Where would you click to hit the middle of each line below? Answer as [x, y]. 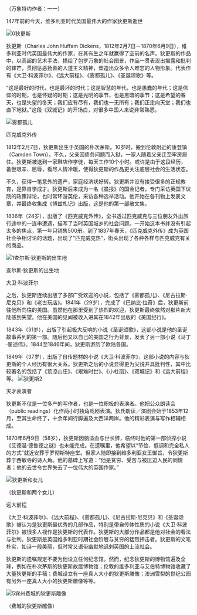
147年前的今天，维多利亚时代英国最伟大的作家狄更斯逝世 [74, 21]
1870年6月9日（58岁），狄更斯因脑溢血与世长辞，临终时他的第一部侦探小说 [96, 438]
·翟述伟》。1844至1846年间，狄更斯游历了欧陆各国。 [69, 344]
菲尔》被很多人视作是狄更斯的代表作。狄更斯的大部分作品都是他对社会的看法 [98, 532]
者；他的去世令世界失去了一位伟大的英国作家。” [62, 467]
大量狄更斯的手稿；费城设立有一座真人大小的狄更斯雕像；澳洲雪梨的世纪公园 [98, 574]
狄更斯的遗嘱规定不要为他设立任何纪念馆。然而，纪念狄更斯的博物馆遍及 [93, 559]
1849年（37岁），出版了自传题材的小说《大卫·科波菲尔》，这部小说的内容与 [95, 357]
